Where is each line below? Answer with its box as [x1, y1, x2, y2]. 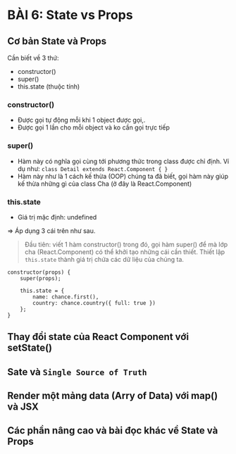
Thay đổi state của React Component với [7, 331, 189, 343]
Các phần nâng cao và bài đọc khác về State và [7, 424, 218, 436]
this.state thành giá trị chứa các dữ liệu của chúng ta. [24, 255, 185, 263]
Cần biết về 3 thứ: [7, 53, 59, 62]
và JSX [7, 401, 39, 413]
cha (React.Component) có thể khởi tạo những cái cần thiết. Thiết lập [24, 247, 225, 256]
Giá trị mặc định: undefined [17, 213, 97, 221]
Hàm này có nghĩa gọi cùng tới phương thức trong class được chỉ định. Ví [17, 157, 230, 165]
